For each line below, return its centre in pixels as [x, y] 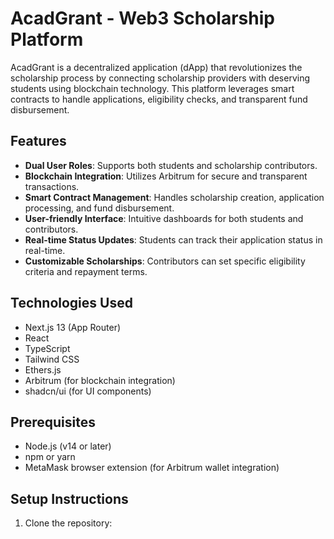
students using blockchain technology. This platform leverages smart [152, 88]
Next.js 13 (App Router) [73, 327]
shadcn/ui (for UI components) [88, 391]
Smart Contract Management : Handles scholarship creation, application [174, 197]
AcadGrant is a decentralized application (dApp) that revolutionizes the [156, 67]
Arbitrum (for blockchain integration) [100, 380]
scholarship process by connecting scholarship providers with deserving [160, 78]
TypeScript [47, 348]
